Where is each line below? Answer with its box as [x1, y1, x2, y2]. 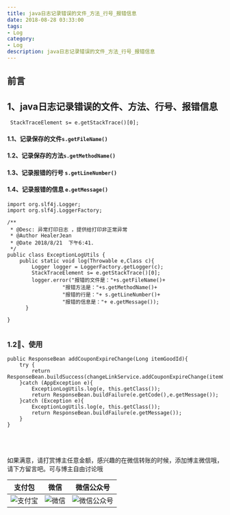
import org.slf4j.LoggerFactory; [7, 207, 103, 214]
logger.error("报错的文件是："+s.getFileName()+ [31, 277, 166, 284]
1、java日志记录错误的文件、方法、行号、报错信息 [7, 101, 218, 112]
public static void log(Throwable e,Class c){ [19, 257, 155, 264]
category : [7, 36, 36, 42]
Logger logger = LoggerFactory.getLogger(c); [31, 264, 164, 271]
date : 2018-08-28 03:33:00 [7, 16, 84, 23]
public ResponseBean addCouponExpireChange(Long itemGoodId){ [7, 355, 188, 363]
